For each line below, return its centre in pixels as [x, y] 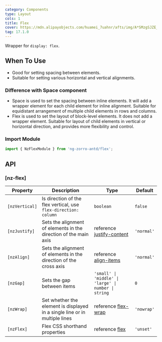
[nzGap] [16, 283]
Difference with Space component [46, 90]
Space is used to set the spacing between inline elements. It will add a [82, 101]
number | [104, 288]
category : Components [27, 9]
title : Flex [17, 23]
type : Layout [18, 14]
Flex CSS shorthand [64, 326]
